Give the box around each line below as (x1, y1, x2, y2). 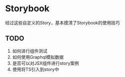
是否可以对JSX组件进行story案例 (12, 60, 79, 66)
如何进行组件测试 (12, 48, 48, 54)
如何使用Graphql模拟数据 (12, 54, 64, 60)
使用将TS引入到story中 (12, 66, 60, 72)
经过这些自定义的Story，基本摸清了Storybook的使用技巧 (5, 20, 120, 26)
